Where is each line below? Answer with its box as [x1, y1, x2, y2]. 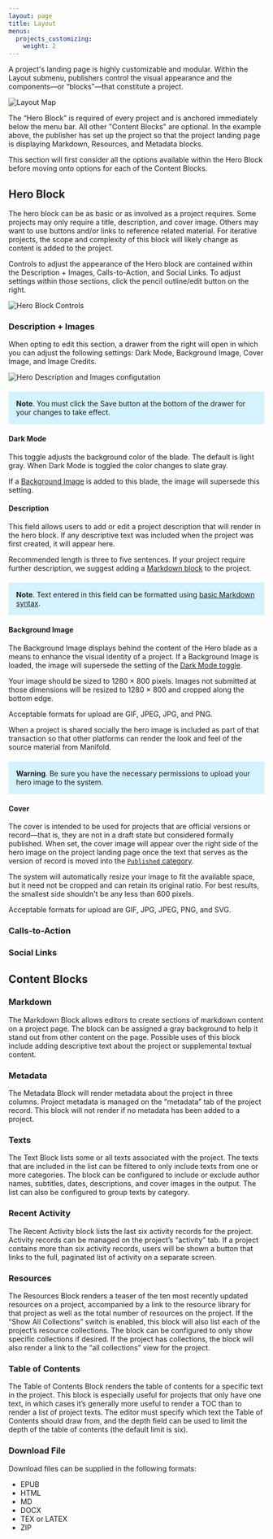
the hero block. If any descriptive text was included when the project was [8, 530, 254, 541]
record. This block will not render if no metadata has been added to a [8, 1106, 240, 1115]
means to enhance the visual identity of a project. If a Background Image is [8, 651, 259, 661]
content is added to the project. [8, 243, 114, 253]
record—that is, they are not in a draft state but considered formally [8, 830, 234, 840]
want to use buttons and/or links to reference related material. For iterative [8, 225, 258, 236]
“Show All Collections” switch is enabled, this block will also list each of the [8, 1316, 261, 1326]
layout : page [8, 11, 53, 20]
